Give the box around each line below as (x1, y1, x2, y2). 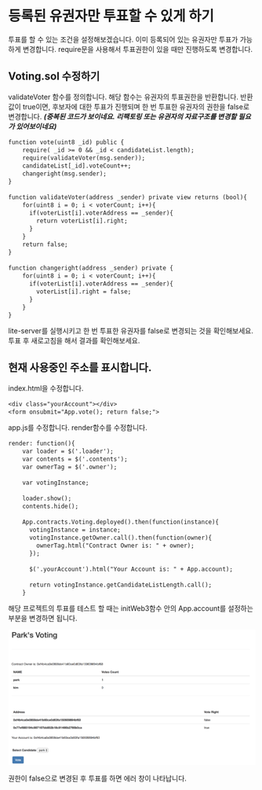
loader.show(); (22, 494, 72, 502)
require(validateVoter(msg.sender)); (22, 154, 146, 162)
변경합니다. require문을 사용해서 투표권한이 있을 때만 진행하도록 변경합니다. (22, 44, 253, 53)
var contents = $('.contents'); (22, 455, 128, 463)
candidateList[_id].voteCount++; (22, 162, 132, 170)
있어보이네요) (16, 121, 57, 130)
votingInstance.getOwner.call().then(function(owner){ (28, 534, 213, 542)
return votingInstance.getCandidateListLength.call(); (28, 581, 213, 589)
